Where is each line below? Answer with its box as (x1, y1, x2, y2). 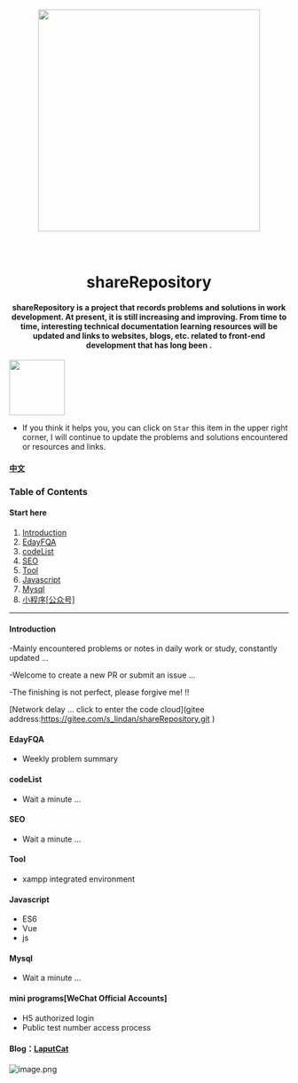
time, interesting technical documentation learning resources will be (20, 320, 278, 332)
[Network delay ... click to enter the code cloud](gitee (9, 704, 205, 715)
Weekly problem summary (21, 754, 118, 765)
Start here (9, 507, 47, 518)
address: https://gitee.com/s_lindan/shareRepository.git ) (9, 714, 216, 725)
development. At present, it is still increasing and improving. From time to (11, 311, 287, 322)
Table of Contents (9, 485, 89, 498)
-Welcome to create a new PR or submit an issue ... (9, 670, 196, 680)
